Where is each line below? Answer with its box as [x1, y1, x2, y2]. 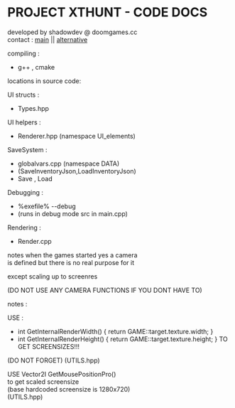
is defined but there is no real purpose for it [7, 258, 135, 267]
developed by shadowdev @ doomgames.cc [7, 28, 138, 36]
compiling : [7, 49, 40, 58]
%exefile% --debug [17, 202, 76, 210]
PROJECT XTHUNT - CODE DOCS [7, 4, 208, 21]
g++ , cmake [17, 63, 55, 71]
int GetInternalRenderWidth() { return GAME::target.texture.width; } [17, 327, 214, 335]
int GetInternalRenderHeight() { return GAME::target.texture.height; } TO [17, 335, 229, 343]
